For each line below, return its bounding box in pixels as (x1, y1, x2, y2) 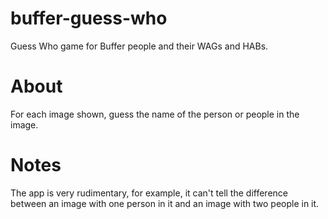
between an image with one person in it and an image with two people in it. (10, 197, 320, 209)
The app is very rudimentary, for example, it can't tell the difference (10, 187, 288, 199)
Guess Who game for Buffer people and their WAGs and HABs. (10, 40, 269, 52)
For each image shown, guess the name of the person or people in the (10, 108, 300, 120)
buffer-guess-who (10, 7, 168, 30)
